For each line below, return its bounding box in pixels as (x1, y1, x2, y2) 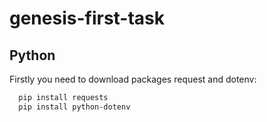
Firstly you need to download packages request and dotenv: (9, 73, 257, 85)
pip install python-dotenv (18, 102, 131, 112)
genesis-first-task (9, 7, 166, 30)
